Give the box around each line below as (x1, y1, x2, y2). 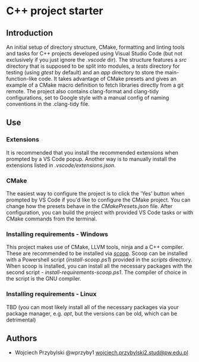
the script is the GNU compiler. (6, 275, 81, 282)
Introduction (6, 28, 53, 38)
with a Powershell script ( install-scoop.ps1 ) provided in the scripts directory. (6, 256, 193, 263)
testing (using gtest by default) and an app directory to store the (6, 69, 163, 75)
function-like (6, 75, 37, 82)
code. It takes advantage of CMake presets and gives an (38, 75, 177, 82)
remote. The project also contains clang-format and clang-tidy (6, 88, 159, 95)
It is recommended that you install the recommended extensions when (6, 149, 179, 156)
